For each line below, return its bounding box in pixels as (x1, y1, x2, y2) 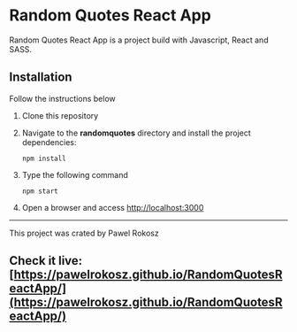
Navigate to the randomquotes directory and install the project (21, 127, 252, 138)
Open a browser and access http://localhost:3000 (21, 202, 204, 212)
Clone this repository (21, 110, 99, 120)
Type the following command (21, 169, 128, 180)
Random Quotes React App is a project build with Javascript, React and (9, 35, 269, 45)
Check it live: (9, 253, 83, 268)
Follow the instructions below (9, 93, 117, 104)
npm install (21, 154, 66, 163)
